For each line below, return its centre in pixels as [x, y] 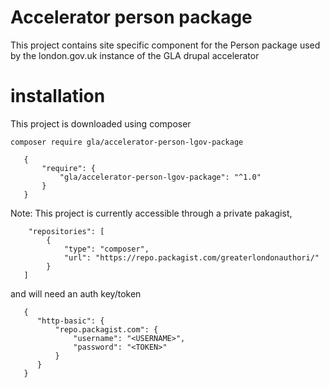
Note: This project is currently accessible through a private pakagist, [151, 213]
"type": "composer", [106, 249]
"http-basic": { [70, 321]
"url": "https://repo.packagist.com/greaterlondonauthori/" [191, 257]
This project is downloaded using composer [101, 123]
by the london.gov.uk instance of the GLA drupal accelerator [135, 55]
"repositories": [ [66, 231]
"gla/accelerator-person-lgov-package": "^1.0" [160, 177]
